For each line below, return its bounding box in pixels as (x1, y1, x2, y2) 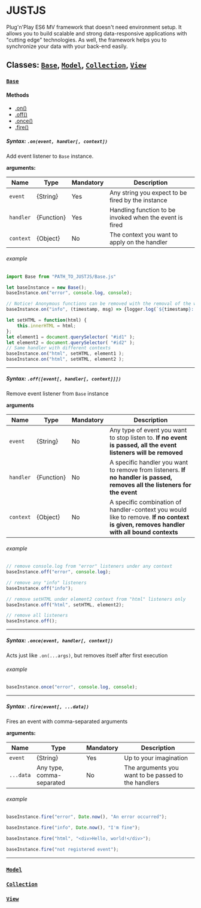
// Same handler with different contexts (6, 345, 111, 351)
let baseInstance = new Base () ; (6, 284, 87, 290)
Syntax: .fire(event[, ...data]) (6, 703, 89, 710)
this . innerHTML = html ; (17, 322, 77, 329)
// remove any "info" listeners (6, 580, 87, 586)
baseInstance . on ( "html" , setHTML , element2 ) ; (6, 356, 124, 362)
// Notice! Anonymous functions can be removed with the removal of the (6, 301, 191, 307)
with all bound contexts (109, 528, 178, 536)
